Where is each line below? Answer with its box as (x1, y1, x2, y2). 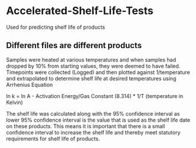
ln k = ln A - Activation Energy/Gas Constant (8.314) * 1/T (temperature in (6, 92, 184, 99)
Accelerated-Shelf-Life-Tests (6, 4, 153, 18)
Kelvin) (6, 99, 24, 106)
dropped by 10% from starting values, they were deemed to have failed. (6, 62, 181, 69)
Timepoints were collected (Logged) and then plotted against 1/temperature (6, 69, 190, 76)
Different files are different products (6, 41, 142, 51)
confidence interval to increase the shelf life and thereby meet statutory (6, 129, 181, 136)
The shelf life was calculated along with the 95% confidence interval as (6, 110, 180, 117)
